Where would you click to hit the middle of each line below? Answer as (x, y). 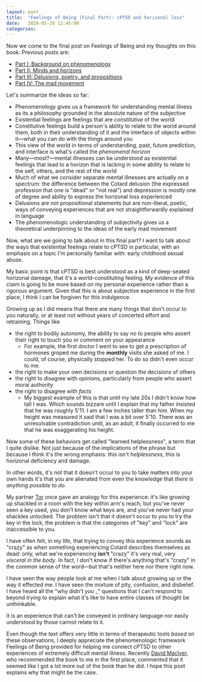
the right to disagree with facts (53, 391)
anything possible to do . (36, 486)
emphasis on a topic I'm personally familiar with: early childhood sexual (95, 253)
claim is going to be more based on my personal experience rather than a (97, 284)
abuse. (15, 260)
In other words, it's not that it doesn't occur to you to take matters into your (99, 473)
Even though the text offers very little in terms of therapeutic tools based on (100, 634)
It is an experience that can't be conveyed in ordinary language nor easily (97, 616)
